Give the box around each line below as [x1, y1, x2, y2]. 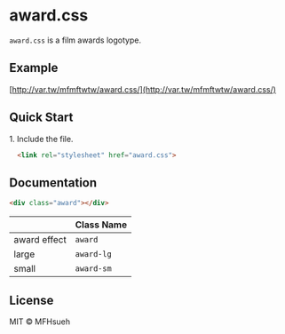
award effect [13, 234, 67, 246]
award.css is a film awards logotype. [9, 35, 142, 45]
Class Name [75, 219, 127, 231]
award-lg [75, 250, 113, 259]
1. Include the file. [9, 133, 74, 144]
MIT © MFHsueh [9, 316, 71, 327]
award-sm [75, 264, 113, 274]
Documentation [9, 175, 98, 190]
